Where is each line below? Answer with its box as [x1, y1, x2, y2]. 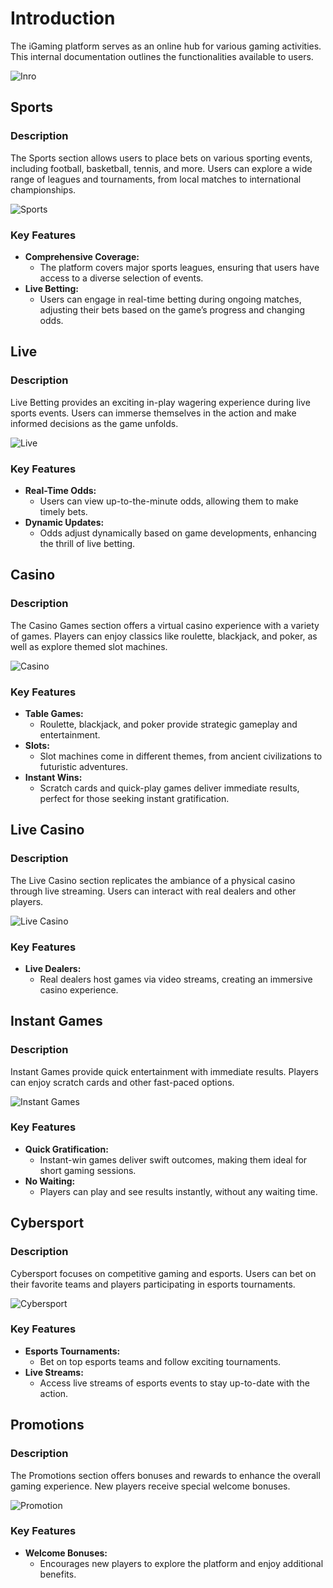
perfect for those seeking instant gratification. [39, 792, 230, 804]
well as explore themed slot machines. [10, 640, 168, 652]
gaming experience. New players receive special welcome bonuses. [10, 1480, 291, 1492]
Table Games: [24, 707, 84, 719]
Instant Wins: [24, 771, 83, 783]
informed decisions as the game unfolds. [10, 417, 179, 429]
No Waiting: [24, 1175, 76, 1187]
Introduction [10, 7, 116, 30]
